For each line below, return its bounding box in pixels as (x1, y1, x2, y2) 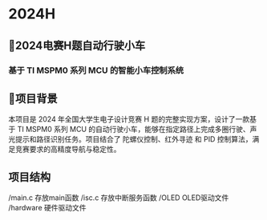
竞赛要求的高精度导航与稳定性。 (14, 145, 121, 154)
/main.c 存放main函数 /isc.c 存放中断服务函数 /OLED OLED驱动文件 (8, 193, 229, 202)
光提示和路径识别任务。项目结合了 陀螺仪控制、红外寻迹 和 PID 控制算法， (8, 134, 253, 144)
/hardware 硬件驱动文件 (8, 203, 87, 213)
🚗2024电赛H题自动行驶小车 (8, 38, 146, 52)
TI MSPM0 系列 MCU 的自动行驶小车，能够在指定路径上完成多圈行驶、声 (17, 125, 257, 134)
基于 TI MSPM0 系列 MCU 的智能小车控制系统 (8, 65, 184, 76)
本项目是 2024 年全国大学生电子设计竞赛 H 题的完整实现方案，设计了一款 (8, 114, 250, 124)
